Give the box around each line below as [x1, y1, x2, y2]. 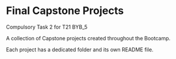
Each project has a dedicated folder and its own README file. [6, 46, 154, 53]
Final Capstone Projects [6, 4, 124, 18]
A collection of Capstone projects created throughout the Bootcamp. [6, 34, 171, 41]
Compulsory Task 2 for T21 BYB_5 [6, 23, 88, 30]
